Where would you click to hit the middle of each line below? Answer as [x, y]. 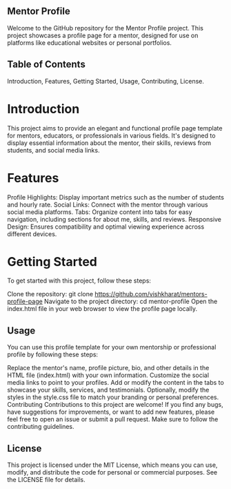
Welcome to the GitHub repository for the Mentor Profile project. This [105, 28]
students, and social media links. [53, 150]
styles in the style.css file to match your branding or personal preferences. [113, 397]
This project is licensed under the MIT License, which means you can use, [112, 465]
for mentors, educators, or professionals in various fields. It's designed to [111, 135]
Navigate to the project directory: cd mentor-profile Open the [131, 301]
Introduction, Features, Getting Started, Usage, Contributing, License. [106, 81]
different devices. [32, 233]
